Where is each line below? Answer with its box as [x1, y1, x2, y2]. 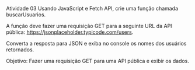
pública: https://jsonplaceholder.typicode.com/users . [6, 29, 134, 36]
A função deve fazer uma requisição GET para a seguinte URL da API [6, 23, 172, 29]
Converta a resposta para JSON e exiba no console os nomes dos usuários [6, 40, 187, 47]
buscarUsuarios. [6, 11, 46, 18]
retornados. [6, 46, 34, 53]
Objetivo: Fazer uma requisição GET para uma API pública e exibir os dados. [6, 58, 190, 64]
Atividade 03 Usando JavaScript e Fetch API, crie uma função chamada [6, 5, 179, 12]
